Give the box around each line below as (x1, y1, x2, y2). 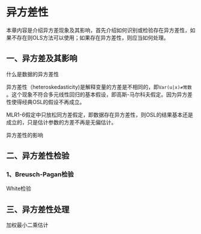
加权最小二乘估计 (6, 221, 49, 229)
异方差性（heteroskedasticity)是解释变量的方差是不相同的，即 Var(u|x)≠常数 (6, 83, 192, 90)
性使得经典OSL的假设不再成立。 (6, 98, 85, 105)
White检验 (6, 185, 32, 192)
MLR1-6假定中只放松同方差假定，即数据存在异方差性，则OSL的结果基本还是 (6, 111, 193, 118)
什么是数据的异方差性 (6, 70, 59, 78)
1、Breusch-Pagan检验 (6, 170, 74, 179)
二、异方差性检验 (6, 151, 70, 161)
